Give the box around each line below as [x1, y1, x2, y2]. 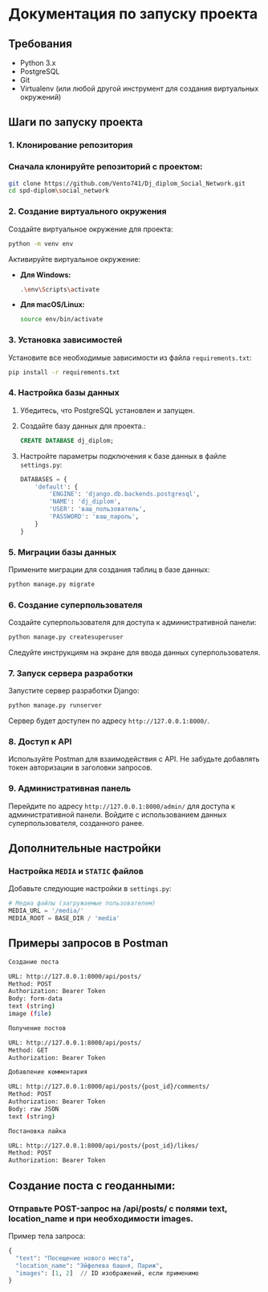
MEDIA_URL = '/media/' [8, 907, 84, 915]
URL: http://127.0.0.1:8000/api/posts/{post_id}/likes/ [8, 1142, 199, 1150]
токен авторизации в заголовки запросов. [8, 763, 152, 772]
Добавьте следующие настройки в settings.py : [8, 884, 172, 893]
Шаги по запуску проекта [8, 116, 144, 129]
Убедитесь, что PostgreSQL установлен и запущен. [19, 405, 195, 415]
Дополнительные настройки [8, 841, 161, 856]
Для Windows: [19, 270, 71, 280]
